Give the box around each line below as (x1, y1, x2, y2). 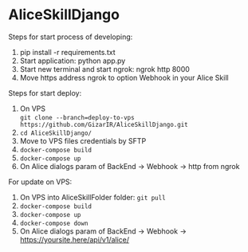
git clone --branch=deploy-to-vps (19, 113, 135, 121)
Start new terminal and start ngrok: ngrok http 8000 (19, 64, 190, 73)
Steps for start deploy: (8, 88, 82, 97)
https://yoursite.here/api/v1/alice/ (19, 234, 130, 244)
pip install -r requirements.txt (19, 47, 116, 57)
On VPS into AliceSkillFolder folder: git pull (19, 192, 166, 202)
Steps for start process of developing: (8, 32, 133, 41)
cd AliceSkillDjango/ (19, 129, 92, 137)
